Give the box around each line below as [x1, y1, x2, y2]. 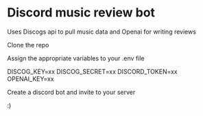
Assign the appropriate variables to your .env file [7, 54, 145, 62]
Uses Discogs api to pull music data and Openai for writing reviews [7, 27, 197, 36]
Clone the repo [7, 40, 49, 49]
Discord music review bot [7, 5, 156, 21]
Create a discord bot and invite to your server [7, 88, 136, 96]
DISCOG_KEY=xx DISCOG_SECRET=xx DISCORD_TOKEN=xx [7, 67, 178, 76]
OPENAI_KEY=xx [7, 74, 54, 83]
